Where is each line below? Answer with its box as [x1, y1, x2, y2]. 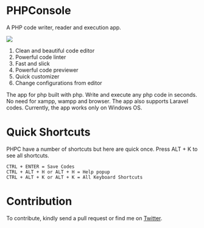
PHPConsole [6, 4, 71, 18]
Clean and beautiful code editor [15, 47, 95, 54]
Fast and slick [15, 60, 50, 67]
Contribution [6, 195, 72, 209]
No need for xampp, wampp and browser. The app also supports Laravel [6, 97, 189, 105]
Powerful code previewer [15, 66, 79, 74]
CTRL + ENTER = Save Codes [6, 164, 75, 170]
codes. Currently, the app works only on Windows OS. [6, 104, 142, 111]
